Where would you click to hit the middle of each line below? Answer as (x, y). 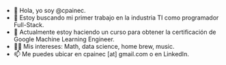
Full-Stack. (29, 25)
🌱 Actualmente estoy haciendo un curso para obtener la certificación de (115, 32)
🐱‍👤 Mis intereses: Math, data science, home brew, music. (94, 46)
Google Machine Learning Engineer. (64, 39)
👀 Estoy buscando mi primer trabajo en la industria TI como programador (116, 18)
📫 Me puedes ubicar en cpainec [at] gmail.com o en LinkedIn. (101, 54)
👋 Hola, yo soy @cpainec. (50, 10)
